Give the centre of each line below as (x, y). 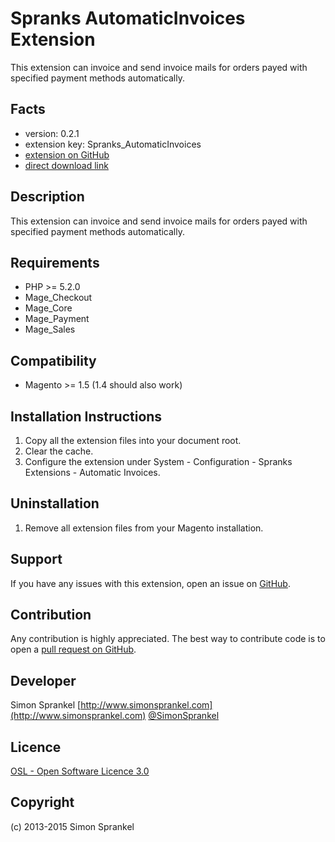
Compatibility (53, 360)
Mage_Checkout (58, 298)
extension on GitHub (67, 154)
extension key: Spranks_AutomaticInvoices (113, 144)
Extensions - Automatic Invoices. (92, 472)
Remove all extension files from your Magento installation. (144, 528)
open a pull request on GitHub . (73, 649)
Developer (43, 680)
